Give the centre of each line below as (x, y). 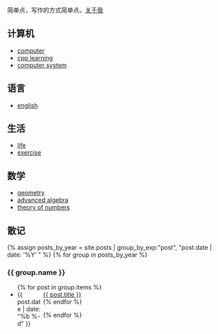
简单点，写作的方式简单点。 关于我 (55, 10)
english (27, 105)
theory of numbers (44, 207)
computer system (42, 65)
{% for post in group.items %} (59, 287)
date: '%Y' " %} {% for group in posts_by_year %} (77, 255)
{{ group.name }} (36, 272)
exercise (29, 153)
